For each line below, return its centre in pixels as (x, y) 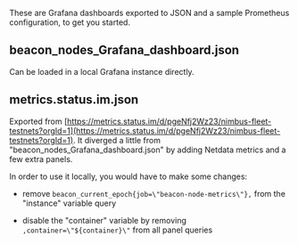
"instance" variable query (69, 203)
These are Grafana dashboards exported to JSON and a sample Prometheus (149, 13)
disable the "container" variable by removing (104, 220)
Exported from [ (38, 121)
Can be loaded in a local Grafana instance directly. (102, 71)
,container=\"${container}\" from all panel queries (117, 230)
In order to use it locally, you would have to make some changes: (128, 176)
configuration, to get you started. (70, 22)
